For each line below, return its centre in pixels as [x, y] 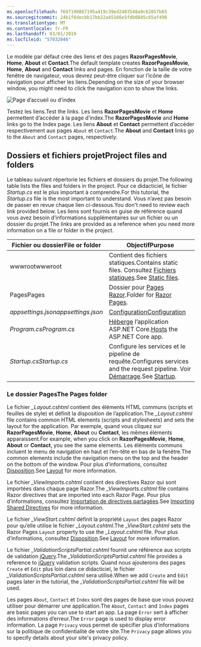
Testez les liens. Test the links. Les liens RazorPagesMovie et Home [90, 112]
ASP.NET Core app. [136, 337]
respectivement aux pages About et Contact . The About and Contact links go [101, 130]
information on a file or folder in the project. [60, 230]
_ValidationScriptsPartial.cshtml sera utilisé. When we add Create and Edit [98, 575]
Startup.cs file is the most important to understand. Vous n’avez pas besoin [99, 199]
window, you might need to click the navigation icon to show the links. [93, 88]
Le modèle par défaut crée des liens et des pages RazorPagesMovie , [92, 57]
